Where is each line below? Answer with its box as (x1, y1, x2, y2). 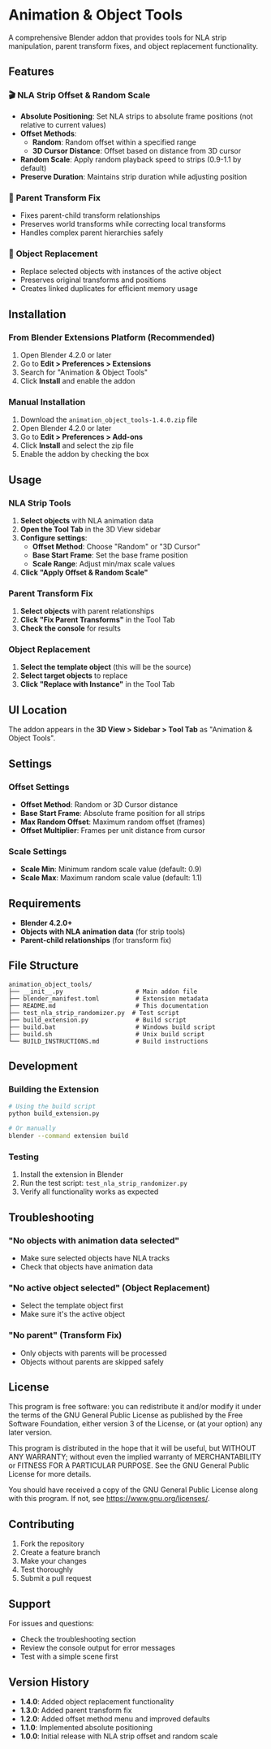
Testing (8, 1152, 39, 1163)
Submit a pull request (19, 1573, 92, 1583)
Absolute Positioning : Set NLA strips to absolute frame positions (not (19, 111, 253, 121)
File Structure (8, 959, 79, 973)
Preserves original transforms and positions (19, 275, 166, 285)
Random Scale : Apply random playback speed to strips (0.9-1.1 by (19, 154, 242, 164)
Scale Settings (8, 845, 67, 857)
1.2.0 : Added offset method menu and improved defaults (19, 1713, 211, 1724)
